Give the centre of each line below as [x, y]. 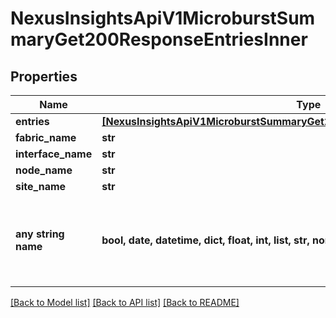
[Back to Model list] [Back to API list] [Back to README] [125, 302]
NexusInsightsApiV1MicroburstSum [163, 18]
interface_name [54, 154]
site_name [41, 186]
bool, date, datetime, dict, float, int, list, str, [205, 240]
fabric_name [46, 137]
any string [40, 234]
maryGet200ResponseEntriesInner [159, 39]
